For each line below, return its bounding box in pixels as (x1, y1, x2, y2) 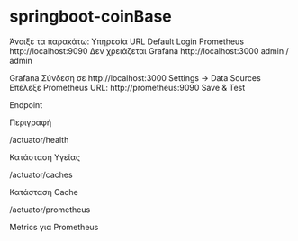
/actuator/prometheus (9, 204, 91, 215)
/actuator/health (9, 134, 69, 145)
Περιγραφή (9, 117, 52, 128)
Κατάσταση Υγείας (9, 151, 81, 163)
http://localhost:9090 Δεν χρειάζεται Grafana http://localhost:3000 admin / (9, 45, 290, 56)
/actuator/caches (9, 169, 74, 180)
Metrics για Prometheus (9, 221, 99, 232)
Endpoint (9, 99, 43, 110)
